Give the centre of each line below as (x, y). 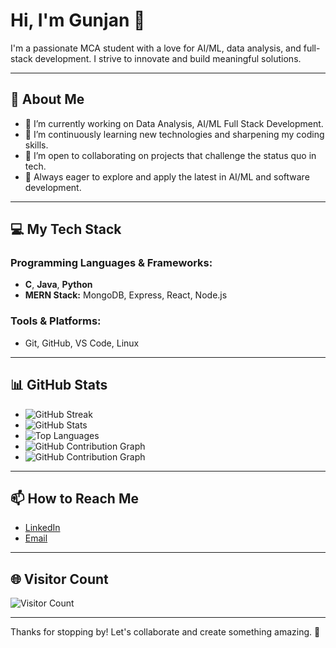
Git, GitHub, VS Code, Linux (82, 343)
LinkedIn (42, 528)
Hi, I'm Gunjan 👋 (78, 20)
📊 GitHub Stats (59, 385)
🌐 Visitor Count (59, 579)
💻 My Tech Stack (66, 229)
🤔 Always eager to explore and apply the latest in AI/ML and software (167, 176)
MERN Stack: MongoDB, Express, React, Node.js (126, 295)
